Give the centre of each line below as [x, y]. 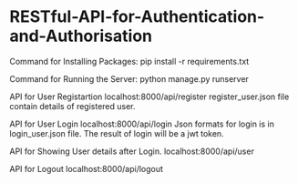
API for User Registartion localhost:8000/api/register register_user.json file [149, 97]
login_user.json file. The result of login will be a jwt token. [117, 133]
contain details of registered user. [72, 106]
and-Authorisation [81, 36]
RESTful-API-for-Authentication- [137, 17]
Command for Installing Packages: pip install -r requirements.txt [129, 61]
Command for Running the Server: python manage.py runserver [129, 78]
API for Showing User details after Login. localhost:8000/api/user [132, 151]
